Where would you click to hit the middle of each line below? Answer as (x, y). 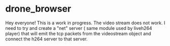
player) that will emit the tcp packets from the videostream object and (78, 33)
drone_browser (38, 9)
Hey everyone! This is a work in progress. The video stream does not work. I (85, 23)
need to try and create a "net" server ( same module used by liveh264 (79, 28)
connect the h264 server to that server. (47, 39)
